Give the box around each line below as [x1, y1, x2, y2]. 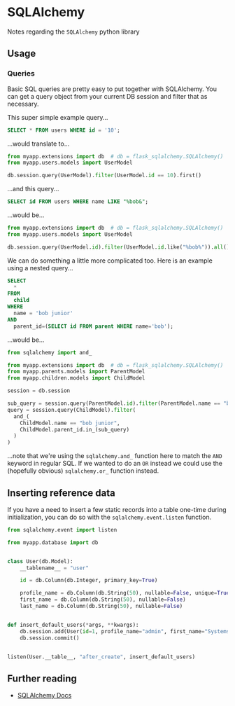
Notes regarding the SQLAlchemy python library [7, 27, 140, 36]
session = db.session [7, 387, 71, 394]
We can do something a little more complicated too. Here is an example [7, 256, 213, 265]
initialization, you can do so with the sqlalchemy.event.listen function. [7, 513, 212, 521]
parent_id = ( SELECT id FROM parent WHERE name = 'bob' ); [13, 323, 173, 330]
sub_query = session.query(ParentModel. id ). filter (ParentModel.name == [7, 400, 220, 407]
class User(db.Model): [7, 558, 73, 565]
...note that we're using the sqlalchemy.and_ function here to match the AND [7, 452, 222, 460]
